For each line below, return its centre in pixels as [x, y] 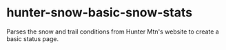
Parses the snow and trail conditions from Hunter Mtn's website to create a [113, 32]
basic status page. [33, 38]
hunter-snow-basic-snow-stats [100, 13]
